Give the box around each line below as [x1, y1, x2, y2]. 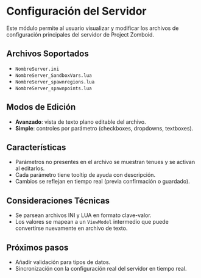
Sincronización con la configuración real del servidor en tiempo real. [15, 265, 187, 272]
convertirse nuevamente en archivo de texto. [15, 224, 128, 232]
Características [6, 142, 66, 152]
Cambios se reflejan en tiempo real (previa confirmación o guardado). [15, 178, 190, 185]
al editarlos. [15, 165, 45, 172]
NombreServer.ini [15, 66, 60, 72]
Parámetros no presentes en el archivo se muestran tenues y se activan [15, 159, 196, 166]
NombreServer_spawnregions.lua [15, 79, 95, 85]
